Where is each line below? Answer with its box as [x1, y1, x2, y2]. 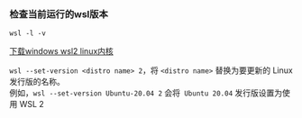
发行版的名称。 [9, 77, 65, 87]
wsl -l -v [9, 29, 47, 38]
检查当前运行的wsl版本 [9, 7, 108, 20]
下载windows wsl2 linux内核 [9, 46, 114, 57]
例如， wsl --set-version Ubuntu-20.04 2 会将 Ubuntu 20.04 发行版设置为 [9, 87, 283, 98]
